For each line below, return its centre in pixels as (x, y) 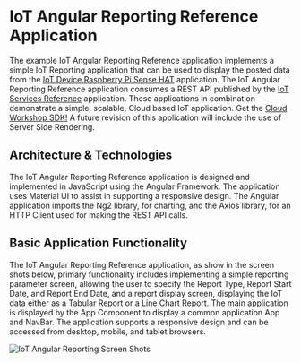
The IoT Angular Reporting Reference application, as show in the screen (142, 264)
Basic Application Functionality (99, 243)
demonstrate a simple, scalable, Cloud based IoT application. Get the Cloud (148, 108)
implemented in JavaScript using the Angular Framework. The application (145, 186)
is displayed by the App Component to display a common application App (145, 312)
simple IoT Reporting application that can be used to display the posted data (150, 70)
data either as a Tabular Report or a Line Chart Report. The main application (149, 303)
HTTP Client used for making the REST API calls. (99, 215)
